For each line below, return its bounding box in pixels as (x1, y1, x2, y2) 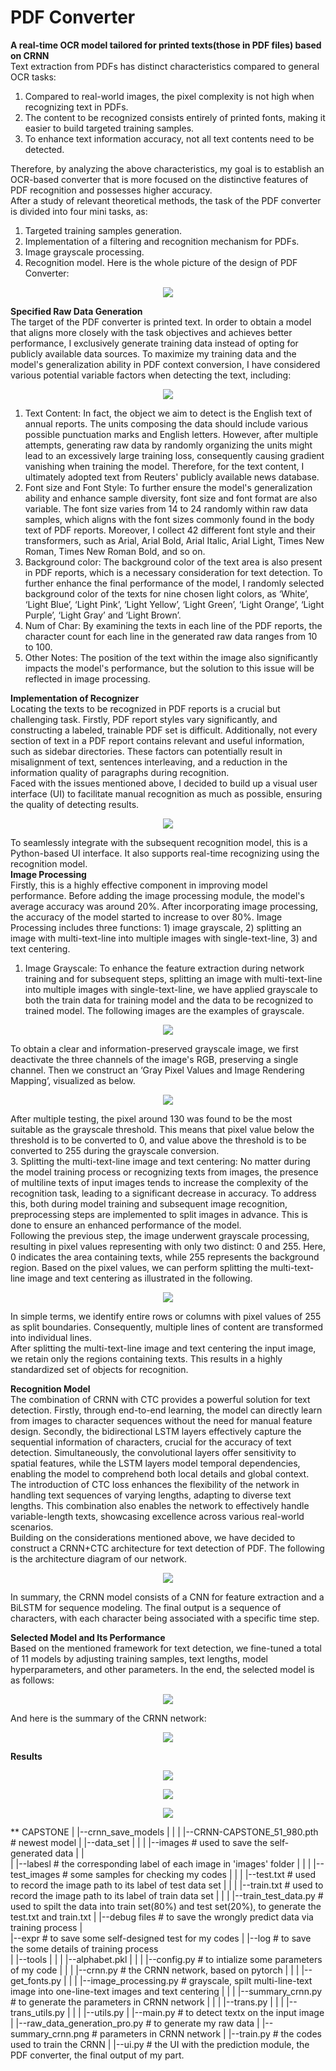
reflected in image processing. (24, 672, 151, 685)
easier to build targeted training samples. (24, 122, 195, 134)
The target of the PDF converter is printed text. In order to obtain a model (10, 316, 312, 328)
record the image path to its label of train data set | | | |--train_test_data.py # (10, 1889, 324, 1901)
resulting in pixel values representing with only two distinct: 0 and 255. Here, (10, 1240, 326, 1252)
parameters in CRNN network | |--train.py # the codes (99, 2027, 322, 2040)
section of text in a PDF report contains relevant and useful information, (10, 734, 305, 746)
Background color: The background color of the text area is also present (24, 556, 323, 568)
